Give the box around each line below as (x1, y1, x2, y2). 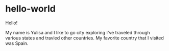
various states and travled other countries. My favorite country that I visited (5, 35, 164, 41)
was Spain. (5, 40, 29, 46)
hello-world (5, 3, 56, 15)
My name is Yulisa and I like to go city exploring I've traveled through (5, 29, 151, 35)
